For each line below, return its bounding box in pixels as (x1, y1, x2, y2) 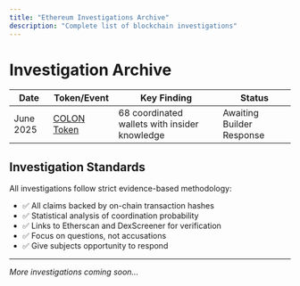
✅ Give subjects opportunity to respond (21, 241, 169, 251)
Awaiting (222, 107, 259, 119)
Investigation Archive (9, 60, 172, 80)
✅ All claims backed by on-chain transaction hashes (21, 200, 214, 211)
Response (222, 129, 265, 142)
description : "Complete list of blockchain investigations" (9, 21, 238, 30)
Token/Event (53, 92, 110, 104)
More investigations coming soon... (9, 266, 139, 277)
